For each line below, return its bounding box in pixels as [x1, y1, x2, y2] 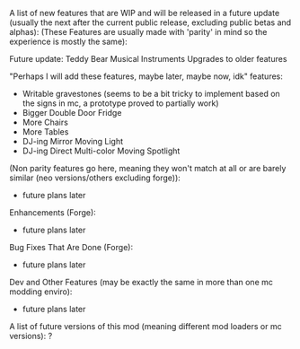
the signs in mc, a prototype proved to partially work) [22, 98, 219, 109]
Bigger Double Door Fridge [22, 108, 122, 118]
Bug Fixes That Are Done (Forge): [9, 242, 133, 252]
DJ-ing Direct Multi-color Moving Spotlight [22, 145, 181, 156]
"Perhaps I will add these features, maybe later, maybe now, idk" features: [9, 71, 283, 82]
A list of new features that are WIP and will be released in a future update [9, 8, 280, 18]
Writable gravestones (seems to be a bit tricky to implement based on [22, 89, 280, 99]
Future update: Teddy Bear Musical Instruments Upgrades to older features [9, 54, 287, 64]
